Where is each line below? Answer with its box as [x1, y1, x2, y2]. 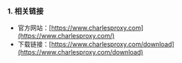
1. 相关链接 [7, 6, 44, 16]
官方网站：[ [17, 23, 52, 33]
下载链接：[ [17, 40, 52, 49]
